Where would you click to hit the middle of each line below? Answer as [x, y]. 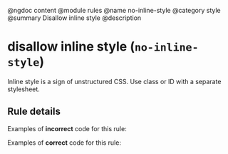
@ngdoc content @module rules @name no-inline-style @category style [114, 10]
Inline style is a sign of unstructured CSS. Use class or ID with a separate [114, 81]
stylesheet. [24, 89]
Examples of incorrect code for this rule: [67, 128]
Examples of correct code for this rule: [64, 143]
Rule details [34, 112]
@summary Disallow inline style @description [74, 18]
